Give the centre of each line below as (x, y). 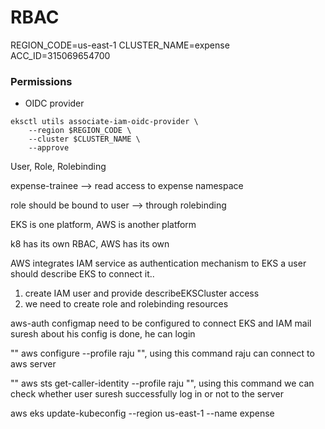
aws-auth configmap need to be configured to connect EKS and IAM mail (161, 323)
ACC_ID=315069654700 (60, 55)
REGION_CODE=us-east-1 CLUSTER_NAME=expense (120, 45)
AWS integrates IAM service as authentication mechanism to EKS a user (158, 263)
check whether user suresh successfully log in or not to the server (147, 394)
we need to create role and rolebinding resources (126, 304)
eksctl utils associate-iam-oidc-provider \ (104, 122)
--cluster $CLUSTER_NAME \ (84, 139)
